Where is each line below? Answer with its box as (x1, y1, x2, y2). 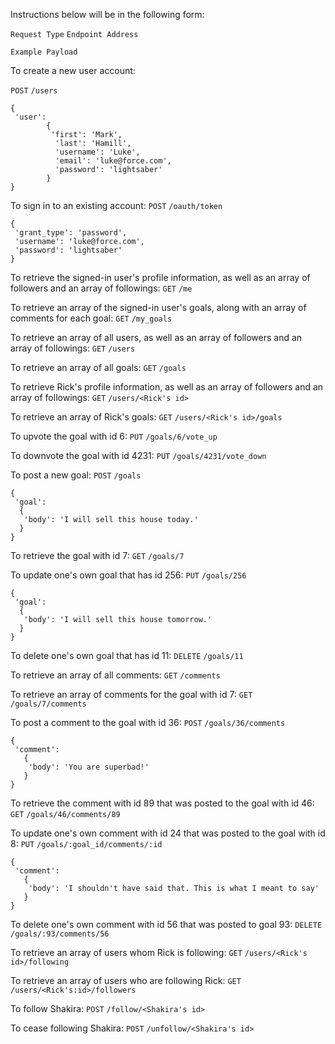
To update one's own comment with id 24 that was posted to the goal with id (10, 827, 326, 839)
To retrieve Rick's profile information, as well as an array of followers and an (10, 381, 324, 393)
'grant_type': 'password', (14, 228, 128, 238)
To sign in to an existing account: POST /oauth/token (10, 200, 223, 211)
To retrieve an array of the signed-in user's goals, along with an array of (10, 302, 307, 313)
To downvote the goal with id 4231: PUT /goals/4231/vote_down (10, 450, 267, 461)
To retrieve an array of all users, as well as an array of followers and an (10, 332, 303, 343)
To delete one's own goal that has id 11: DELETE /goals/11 (10, 650, 244, 661)
